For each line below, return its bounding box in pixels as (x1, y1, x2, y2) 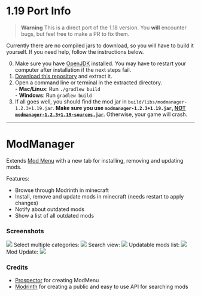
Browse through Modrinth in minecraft (14, 187, 109, 194)
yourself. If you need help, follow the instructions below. (6, 48, 144, 55)
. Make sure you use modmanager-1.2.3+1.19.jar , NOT (53, 104, 187, 111)
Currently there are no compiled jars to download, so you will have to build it (6, 42, 194, 49)
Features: (6, 175, 30, 182)
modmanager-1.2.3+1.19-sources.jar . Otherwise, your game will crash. (14, 111, 188, 118)
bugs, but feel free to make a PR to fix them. (20, 30, 130, 37)
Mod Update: (6, 248, 39, 255)
